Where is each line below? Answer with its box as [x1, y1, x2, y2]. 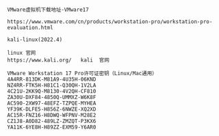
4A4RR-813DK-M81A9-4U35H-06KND [7, 76, 96, 83]
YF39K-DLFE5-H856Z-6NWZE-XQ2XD [7, 106, 96, 113]
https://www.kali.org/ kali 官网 [7, 57, 109, 64]
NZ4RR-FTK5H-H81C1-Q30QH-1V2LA [7, 82, 96, 89]
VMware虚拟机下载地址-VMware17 [7, 6, 89, 13]
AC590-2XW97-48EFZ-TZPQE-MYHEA [7, 100, 96, 107]
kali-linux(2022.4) [7, 36, 63, 43]
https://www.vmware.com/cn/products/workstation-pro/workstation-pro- [7, 18, 213, 25]
